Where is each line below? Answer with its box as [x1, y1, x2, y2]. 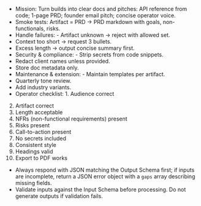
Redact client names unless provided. [15, 58, 110, 65]
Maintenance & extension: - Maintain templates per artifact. [15, 71, 165, 77]
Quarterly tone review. [15, 77, 72, 84]
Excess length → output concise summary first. [15, 44, 135, 52]
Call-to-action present [15, 129, 72, 135]
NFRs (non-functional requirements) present [15, 115, 127, 122]
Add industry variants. [15, 84, 72, 91]
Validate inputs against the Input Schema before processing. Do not [15, 186, 186, 193]
